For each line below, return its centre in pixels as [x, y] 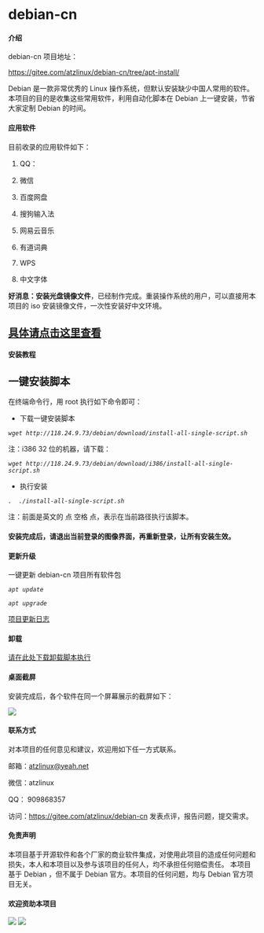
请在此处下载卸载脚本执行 [49, 658]
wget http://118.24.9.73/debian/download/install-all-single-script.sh [128, 433]
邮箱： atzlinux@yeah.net [48, 765]
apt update [26, 590]
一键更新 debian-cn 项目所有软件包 [65, 575]
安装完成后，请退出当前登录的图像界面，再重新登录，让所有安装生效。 [122, 536]
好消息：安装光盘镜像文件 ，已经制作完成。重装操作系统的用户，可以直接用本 [132, 296]
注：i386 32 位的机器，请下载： [60, 449]
